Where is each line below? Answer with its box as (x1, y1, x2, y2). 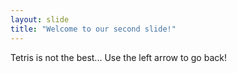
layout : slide (10, 14, 70, 25)
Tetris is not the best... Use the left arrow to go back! (10, 51, 227, 63)
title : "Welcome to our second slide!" (10, 24, 177, 34)
